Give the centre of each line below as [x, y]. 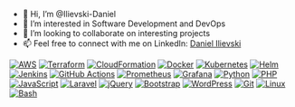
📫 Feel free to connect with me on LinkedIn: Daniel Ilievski [132, 44]
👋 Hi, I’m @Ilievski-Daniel [69, 14]
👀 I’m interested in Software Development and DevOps [124, 24]
